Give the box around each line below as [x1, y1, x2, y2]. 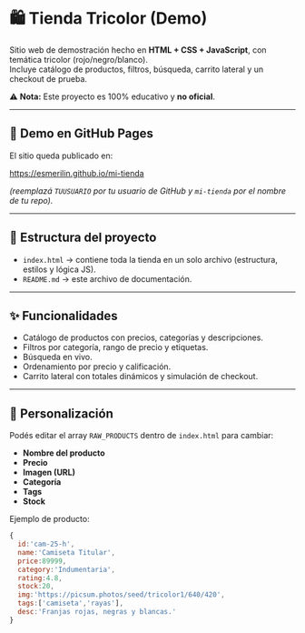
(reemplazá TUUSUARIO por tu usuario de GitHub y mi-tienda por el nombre [9, 185, 287, 196]
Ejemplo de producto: [9, 514, 90, 525]
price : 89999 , [17, 557, 67, 566]
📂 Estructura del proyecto [9, 230, 157, 246]
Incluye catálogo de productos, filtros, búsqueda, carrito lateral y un [9, 64, 264, 75]
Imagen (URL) [22, 467, 75, 478]
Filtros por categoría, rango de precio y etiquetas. [22, 342, 209, 353]
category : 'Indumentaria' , [17, 565, 116, 574]
